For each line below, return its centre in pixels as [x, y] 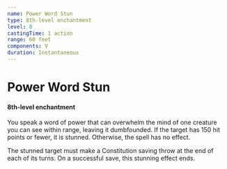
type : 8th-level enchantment [49, 20]
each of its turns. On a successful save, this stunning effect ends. [101, 159]
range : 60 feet [29, 40]
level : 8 [20, 27]
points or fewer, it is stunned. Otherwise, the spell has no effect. [99, 138]
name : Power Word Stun [40, 14]
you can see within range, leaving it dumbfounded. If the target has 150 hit [114, 130]
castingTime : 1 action [40, 33]
